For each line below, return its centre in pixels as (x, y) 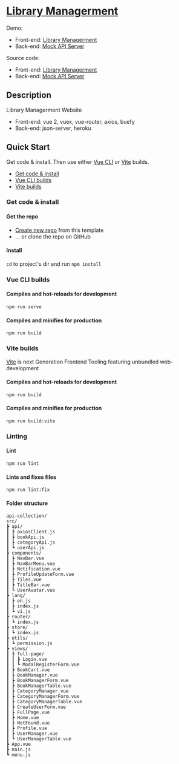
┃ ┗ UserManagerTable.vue (39, 739)
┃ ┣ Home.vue (23, 718)
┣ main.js (19, 750)
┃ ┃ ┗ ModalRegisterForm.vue (43, 665)
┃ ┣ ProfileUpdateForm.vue (40, 575)
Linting (17, 436)
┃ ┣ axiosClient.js (31, 532)
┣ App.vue (19, 745)
